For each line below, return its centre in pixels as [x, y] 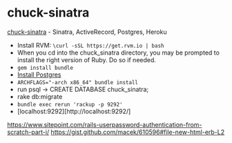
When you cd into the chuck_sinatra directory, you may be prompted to [118, 53]
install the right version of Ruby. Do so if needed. [87, 59]
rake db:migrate [40, 96]
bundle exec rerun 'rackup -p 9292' [70, 104]
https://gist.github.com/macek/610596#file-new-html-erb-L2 [138, 132]
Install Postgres [39, 75]
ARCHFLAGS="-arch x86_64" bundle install [77, 82]
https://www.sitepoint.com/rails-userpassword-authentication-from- [105, 124]
